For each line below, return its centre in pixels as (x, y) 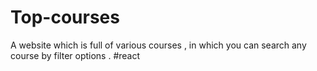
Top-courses (65, 17)
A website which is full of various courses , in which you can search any (158, 45)
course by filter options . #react (75, 55)
